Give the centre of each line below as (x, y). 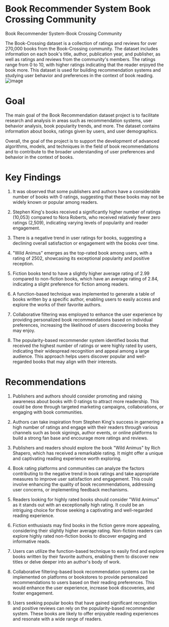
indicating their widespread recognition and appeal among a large (81, 351)
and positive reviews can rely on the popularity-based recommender (84, 608)
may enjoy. (24, 330)
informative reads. (32, 541)
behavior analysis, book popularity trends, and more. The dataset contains (82, 126)
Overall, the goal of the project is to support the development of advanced (82, 141)
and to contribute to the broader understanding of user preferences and (80, 151)
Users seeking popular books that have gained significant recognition (85, 603)
